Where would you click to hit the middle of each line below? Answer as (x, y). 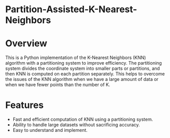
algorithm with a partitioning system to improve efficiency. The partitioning (84, 63)
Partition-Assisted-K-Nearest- (71, 9)
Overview (26, 44)
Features (25, 105)
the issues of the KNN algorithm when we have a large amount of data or (82, 79)
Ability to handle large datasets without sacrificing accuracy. (76, 125)
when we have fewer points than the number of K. (58, 85)
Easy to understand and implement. (50, 130)
